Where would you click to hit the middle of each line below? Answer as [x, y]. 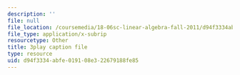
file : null [24, 21]
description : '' [31, 14]
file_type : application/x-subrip [57, 34]
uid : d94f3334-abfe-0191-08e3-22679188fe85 [73, 61]
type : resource [30, 54]
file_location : [30, 27]
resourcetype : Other [38, 41]
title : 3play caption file [47, 47]
